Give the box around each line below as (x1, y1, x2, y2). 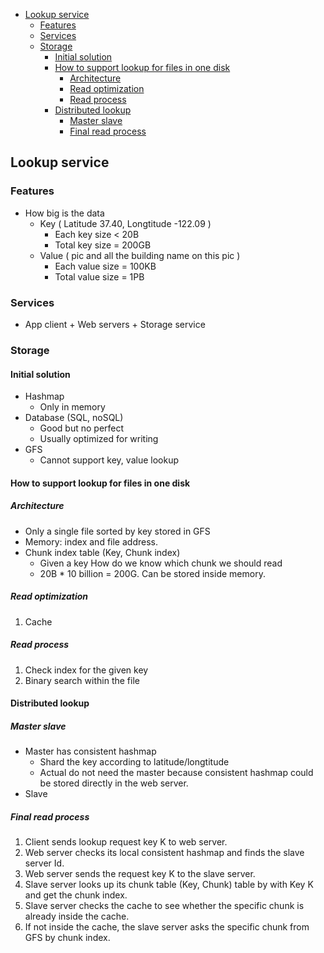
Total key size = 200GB (54, 239, 152, 251)
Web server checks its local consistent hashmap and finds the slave (24, 847, 305, 859)
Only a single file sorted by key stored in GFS (24, 525, 211, 537)
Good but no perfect (39, 422, 125, 434)
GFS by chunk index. (24, 932, 111, 944)
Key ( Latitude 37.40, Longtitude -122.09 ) (39, 217, 212, 229)
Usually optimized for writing (39, 433, 159, 445)
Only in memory (39, 401, 106, 413)
